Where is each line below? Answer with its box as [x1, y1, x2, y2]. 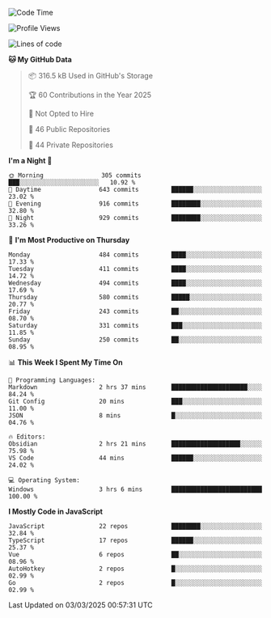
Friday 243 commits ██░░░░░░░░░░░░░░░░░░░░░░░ [8, 307, 263, 315]
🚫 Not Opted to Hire [28, 109, 95, 118]
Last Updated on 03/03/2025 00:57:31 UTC [8, 600, 154, 610]
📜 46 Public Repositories [28, 125, 111, 133]
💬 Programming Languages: [8, 376, 95, 384]
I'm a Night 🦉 [8, 156, 53, 165]
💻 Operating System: [8, 476, 81, 485]
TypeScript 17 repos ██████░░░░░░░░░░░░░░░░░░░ [8, 536, 263, 544]
